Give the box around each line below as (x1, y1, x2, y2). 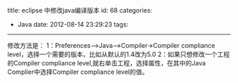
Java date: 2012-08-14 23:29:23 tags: (17, 20, 129, 28)
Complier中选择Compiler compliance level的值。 (7, 68, 149, 76)
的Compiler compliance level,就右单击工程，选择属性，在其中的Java (7, 59, 206, 67)
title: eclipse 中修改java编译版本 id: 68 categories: (7, 6, 152, 14)
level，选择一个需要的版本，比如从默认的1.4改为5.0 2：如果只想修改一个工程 (7, 50, 230, 58)
